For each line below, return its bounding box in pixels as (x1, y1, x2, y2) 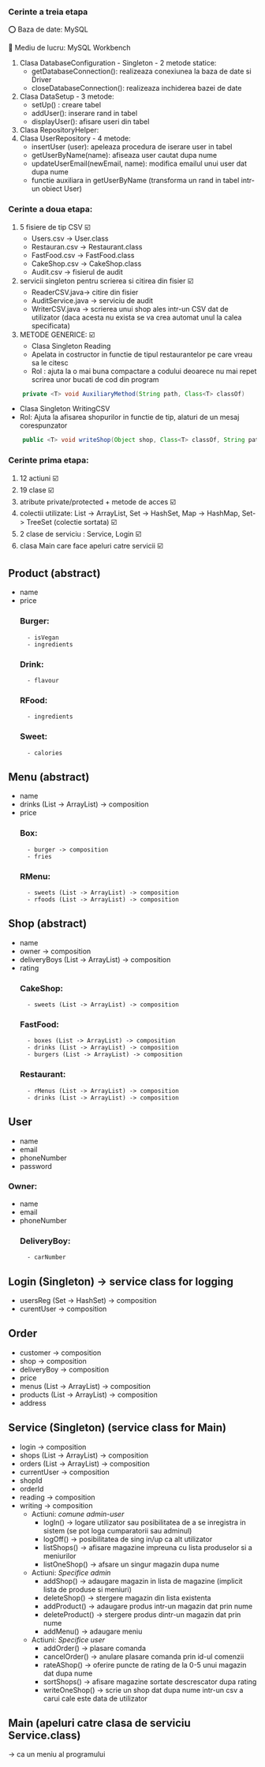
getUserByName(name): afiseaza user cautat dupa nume (31, 151, 218, 160)
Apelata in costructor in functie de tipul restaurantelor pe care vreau (31, 350, 252, 359)
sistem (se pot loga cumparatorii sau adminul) (43, 1526, 192, 1535)
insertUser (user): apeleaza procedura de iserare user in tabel (31, 142, 233, 152)
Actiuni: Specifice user (31, 1634, 105, 1644)
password (19, 1161, 53, 1170)
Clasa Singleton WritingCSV (19, 404, 110, 414)
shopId (19, 1475, 43, 1485)
